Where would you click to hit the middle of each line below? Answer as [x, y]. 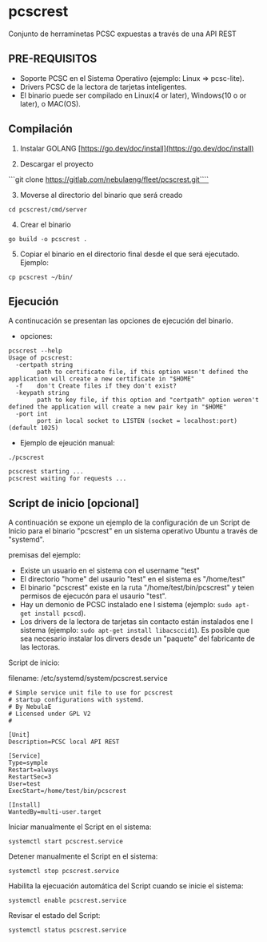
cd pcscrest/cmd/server [48, 209]
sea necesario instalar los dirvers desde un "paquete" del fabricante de [137, 638]
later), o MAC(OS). [50, 103]
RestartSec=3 [30, 777]
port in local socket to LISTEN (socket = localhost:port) [137, 421]
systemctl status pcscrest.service [68, 930]
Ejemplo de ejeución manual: [67, 443]
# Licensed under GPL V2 [50, 714]
